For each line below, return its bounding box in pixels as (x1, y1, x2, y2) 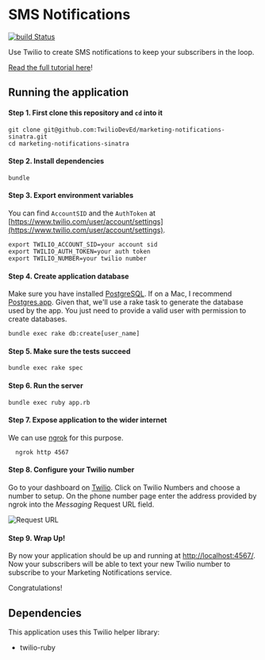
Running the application (8, 86, 129, 99)
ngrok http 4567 (15, 448, 69, 456)
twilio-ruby (19, 643, 56, 652)
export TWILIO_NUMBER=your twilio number (8, 254, 148, 262)
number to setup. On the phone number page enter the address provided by (8, 491, 257, 500)
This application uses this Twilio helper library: (8, 627, 160, 637)
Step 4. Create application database (8, 271, 129, 281)
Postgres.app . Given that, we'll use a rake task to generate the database (8, 297, 244, 307)
